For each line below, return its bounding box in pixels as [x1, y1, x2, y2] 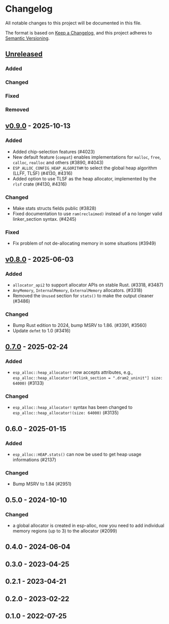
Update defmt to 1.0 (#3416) [12, 328, 71, 334]
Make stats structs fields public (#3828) [12, 205, 96, 211]
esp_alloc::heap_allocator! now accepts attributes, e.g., [12, 369, 133, 375]
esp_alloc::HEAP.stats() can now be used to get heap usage [12, 451, 142, 457]
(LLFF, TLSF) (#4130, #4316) [12, 170, 73, 176]
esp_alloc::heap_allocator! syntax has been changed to [12, 404, 133, 410]
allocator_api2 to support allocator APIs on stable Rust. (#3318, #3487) [12, 282, 164, 288]
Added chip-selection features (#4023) [12, 148, 95, 155]
